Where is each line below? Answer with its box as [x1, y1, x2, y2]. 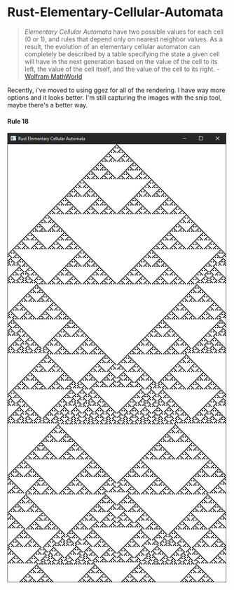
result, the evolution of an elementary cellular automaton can [24, 42, 200, 51]
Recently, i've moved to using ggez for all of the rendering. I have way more [7, 86, 226, 94]
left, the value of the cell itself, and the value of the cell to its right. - [24, 65, 220, 73]
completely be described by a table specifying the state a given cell [24, 50, 220, 58]
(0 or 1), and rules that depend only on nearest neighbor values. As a [24, 34, 223, 43]
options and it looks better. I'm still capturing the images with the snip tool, [7, 93, 222, 102]
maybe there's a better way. [7, 100, 88, 109]
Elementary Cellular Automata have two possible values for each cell [24, 27, 224, 36]
